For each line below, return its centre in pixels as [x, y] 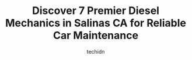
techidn [96, 51]
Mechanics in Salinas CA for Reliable [96, 23]
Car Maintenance [96, 36]
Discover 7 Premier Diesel [96, 11]
